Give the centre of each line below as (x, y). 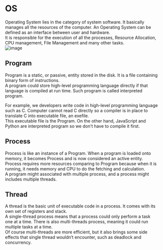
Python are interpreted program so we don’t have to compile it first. (72, 126)
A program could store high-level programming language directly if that (76, 85)
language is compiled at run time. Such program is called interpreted (74, 90)
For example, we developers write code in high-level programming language (81, 105)
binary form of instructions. (32, 80)
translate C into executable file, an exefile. (47, 116)
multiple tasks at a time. (29, 227)
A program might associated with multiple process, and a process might (77, 174)
